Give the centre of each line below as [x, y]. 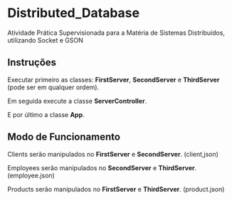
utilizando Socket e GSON [46, 40]
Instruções [32, 63]
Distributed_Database [74, 13]
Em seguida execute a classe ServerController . [77, 101]
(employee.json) [31, 175]
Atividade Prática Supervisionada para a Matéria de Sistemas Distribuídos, [116, 33]
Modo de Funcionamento [64, 137]
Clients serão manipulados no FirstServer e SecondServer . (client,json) [113, 154]
